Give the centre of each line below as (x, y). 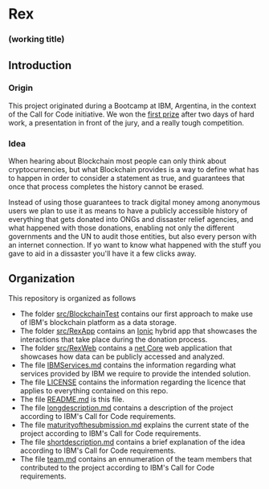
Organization (41, 279)
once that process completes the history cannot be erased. (106, 187)
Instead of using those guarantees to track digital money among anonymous (134, 203)
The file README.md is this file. (72, 399)
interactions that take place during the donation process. (114, 339)
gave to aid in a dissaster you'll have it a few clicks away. (102, 253)
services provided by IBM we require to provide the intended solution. (135, 373)
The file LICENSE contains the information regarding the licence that (133, 382)
